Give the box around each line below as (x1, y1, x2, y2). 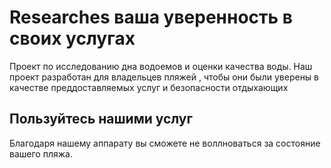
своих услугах (9, 27, 136, 50)
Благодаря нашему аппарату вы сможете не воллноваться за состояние (9, 137, 321, 149)
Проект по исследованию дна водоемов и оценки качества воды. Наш (9, 60, 313, 72)
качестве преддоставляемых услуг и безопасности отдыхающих (9, 81, 289, 93)
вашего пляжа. (9, 147, 73, 160)
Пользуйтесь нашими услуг (9, 111, 193, 128)
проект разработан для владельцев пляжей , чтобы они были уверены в (9, 71, 320, 83)
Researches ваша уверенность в (9, 6, 293, 29)
